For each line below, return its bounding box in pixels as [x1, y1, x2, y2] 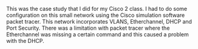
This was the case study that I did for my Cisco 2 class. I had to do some [6, 5, 188, 12]
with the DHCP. [6, 38, 44, 44]
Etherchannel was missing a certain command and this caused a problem [6, 31, 189, 38]
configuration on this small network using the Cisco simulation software [6, 11, 185, 19]
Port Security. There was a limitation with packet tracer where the [6, 24, 170, 31]
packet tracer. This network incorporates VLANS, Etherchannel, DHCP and [6, 18, 193, 25]
